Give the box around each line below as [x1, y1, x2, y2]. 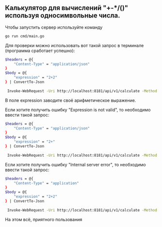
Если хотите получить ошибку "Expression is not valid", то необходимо [5, 107, 151, 113]
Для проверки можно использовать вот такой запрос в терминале [5, 42, 144, 48]
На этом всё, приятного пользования [5, 216, 82, 222]
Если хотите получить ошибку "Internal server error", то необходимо [5, 162, 146, 167]
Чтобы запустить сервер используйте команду [5, 24, 103, 30]
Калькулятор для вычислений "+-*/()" [5, 4, 129, 12]
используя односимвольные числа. [5, 12, 120, 20]
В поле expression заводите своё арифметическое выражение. [5, 97, 136, 103]
